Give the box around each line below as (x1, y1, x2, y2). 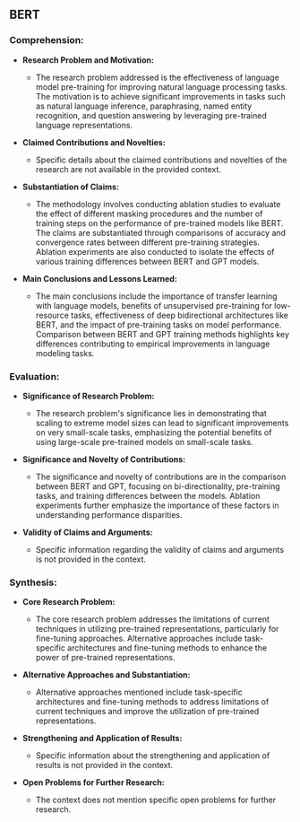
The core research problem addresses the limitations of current (35, 614, 270, 625)
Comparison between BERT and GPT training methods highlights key (35, 328, 289, 339)
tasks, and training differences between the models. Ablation (35, 490, 261, 501)
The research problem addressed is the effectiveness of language (35, 72, 279, 83)
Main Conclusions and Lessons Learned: (21, 273, 177, 284)
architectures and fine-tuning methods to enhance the (66, 643, 267, 653)
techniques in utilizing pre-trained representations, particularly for (35, 624, 279, 634)
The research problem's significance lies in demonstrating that (35, 407, 267, 418)
